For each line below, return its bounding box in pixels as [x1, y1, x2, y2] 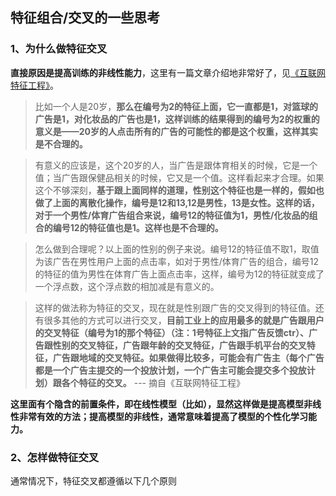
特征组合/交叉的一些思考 [10, 9, 161, 27]
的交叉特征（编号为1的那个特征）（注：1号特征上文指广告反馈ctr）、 [34, 326, 309, 338]
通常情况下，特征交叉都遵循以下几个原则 [10, 474, 177, 487]
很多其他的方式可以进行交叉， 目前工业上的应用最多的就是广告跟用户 [43, 314, 325, 326]
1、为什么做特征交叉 [10, 42, 108, 56]
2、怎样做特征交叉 [10, 450, 100, 464]
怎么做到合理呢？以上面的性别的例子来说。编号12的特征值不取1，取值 [34, 243, 320, 255]
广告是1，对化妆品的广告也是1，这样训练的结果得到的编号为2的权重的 [34, 113, 320, 125]
